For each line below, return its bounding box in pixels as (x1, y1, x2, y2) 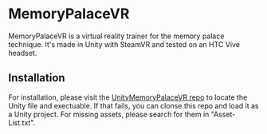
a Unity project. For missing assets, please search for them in (8, 109, 210, 119)
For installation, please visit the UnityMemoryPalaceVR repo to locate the (8, 93, 248, 102)
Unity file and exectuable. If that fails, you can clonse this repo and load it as (8, 100, 259, 110)
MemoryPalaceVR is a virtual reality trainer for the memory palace (8, 31, 225, 41)
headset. (8, 48, 37, 57)
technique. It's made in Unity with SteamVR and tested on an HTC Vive (8, 39, 241, 49)
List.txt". (8, 117, 36, 128)
